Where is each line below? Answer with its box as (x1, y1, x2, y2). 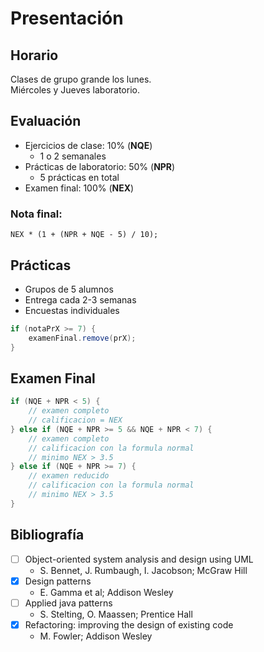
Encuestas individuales (24, 304, 120, 316)
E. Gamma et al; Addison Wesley (39, 586, 174, 598)
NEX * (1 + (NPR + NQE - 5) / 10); (10, 230, 159, 240)
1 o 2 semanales (39, 150, 107, 162)
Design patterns (24, 575, 92, 587)
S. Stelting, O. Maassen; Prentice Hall (39, 608, 193, 620)
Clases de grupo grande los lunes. (10, 73, 152, 85)
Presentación (10, 7, 124, 30)
